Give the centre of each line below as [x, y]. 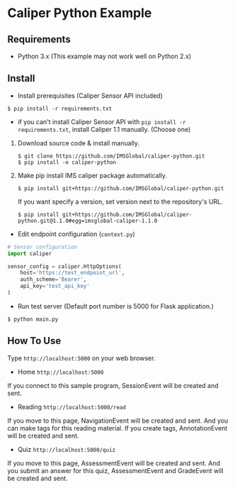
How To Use [34, 341]
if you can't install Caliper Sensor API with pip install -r [102, 121]
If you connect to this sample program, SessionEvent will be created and [113, 385]
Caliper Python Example [80, 13]
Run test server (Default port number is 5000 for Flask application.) [116, 306]
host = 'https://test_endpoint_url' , [73, 273]
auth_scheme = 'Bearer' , [53, 279]
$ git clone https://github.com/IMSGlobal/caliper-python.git [111, 156]
